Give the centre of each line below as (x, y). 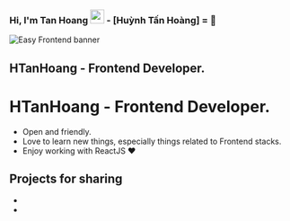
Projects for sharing (66, 179)
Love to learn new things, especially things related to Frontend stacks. (152, 141)
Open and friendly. (57, 131)
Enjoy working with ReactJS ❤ (79, 150)
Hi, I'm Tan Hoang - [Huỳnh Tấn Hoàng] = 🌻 (113, 20)
